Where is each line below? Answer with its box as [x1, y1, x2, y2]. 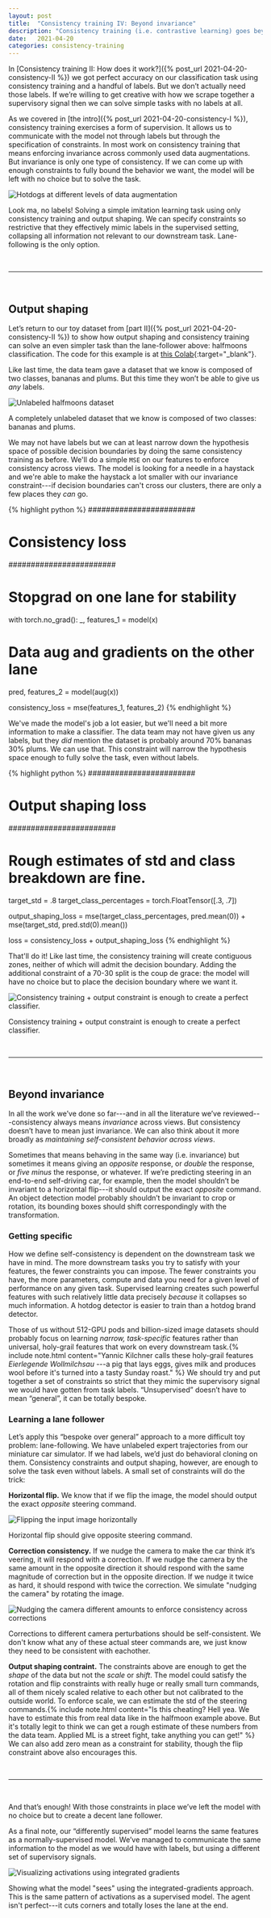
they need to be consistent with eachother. [8, 1646, 151, 1656]
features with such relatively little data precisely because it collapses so [8, 1292, 248, 1302]
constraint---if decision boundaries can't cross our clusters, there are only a [8, 480, 262, 490]
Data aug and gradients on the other [8, 643, 255, 661]
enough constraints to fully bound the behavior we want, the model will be [8, 166, 255, 175]
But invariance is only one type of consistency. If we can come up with [8, 157, 244, 166]
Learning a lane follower [8, 1413, 105, 1424]
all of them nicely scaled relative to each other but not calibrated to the [8, 1688, 244, 1697]
